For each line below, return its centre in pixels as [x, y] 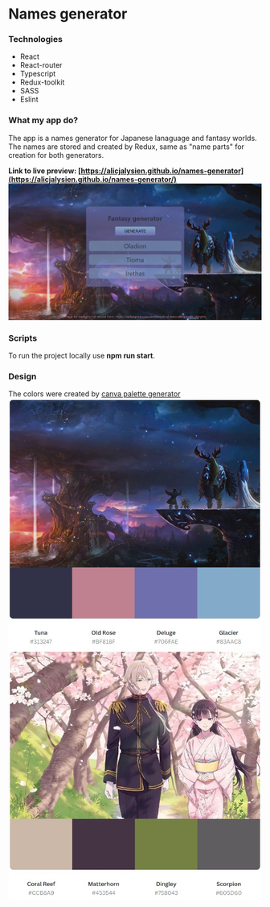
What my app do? [43, 120]
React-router [41, 65]
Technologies [35, 39]
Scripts [23, 338]
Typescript [38, 74]
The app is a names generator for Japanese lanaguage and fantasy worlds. [133, 138]
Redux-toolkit [42, 82]
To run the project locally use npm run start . [82, 356]
